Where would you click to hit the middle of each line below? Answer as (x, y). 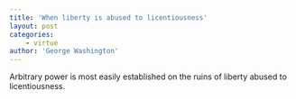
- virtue (42, 43)
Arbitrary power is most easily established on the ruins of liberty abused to (148, 76)
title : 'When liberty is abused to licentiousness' (108, 18)
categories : (32, 34)
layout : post (34, 26)
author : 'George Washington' (64, 51)
